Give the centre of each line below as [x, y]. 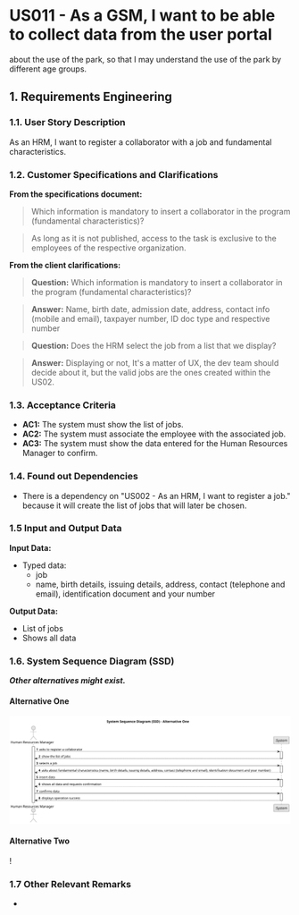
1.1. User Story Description [68, 123]
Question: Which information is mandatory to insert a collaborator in [157, 282]
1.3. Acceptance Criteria [62, 405]
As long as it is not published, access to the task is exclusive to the [154, 238]
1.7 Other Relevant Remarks [71, 884]
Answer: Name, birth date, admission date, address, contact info [150, 309]
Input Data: [30, 547]
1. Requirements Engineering [91, 97]
